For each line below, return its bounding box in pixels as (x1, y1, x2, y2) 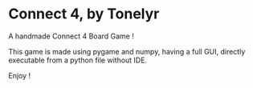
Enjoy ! (8, 70, 31, 80)
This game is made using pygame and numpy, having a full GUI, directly (8, 46, 246, 56)
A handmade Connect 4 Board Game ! (8, 31, 134, 41)
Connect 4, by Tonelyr (8, 5, 160, 23)
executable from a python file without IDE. (8, 55, 147, 65)
